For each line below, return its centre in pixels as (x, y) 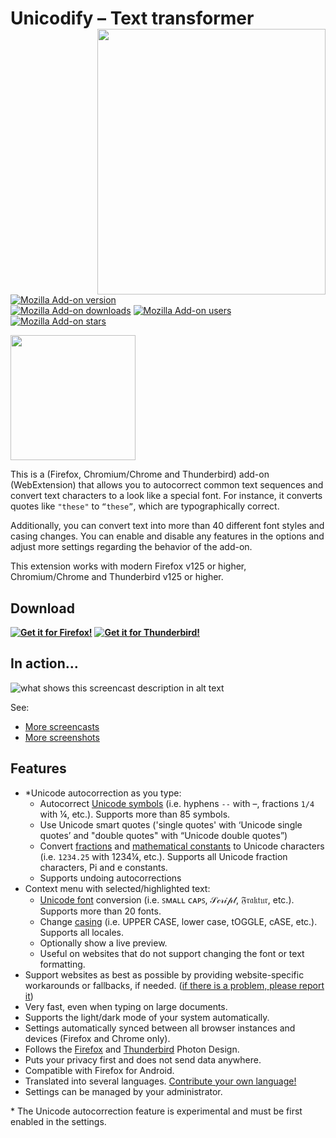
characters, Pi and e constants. (103, 867)
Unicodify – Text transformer (132, 18)
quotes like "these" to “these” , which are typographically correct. (145, 506)
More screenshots (62, 737)
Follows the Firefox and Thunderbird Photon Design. (132, 1049)
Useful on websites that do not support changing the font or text (172, 953)
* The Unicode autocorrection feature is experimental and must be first (156, 1111)
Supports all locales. (81, 932)
